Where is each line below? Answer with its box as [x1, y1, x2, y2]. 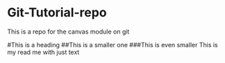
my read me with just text [7, 48, 80, 56]
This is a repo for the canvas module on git [7, 27, 130, 36]
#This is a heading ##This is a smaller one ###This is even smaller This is [7, 40, 219, 49]
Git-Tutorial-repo [7, 5, 107, 21]
